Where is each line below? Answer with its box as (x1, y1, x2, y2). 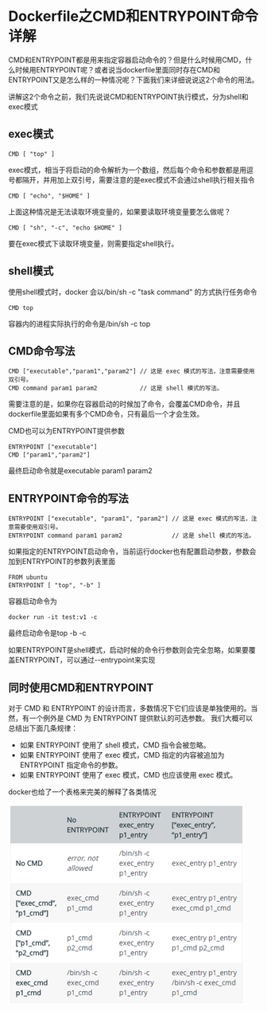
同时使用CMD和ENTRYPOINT (8, 680, 154, 694)
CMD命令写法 (8, 344, 75, 358)
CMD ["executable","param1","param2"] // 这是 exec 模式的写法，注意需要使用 (8, 367, 255, 375)
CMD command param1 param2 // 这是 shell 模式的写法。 (8, 384, 223, 393)
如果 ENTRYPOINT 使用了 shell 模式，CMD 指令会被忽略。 (19, 740, 211, 750)
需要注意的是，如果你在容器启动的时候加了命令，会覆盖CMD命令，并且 (8, 399, 241, 409)
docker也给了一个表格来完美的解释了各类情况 (8, 787, 157, 797)
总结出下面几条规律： (8, 723, 78, 733)
